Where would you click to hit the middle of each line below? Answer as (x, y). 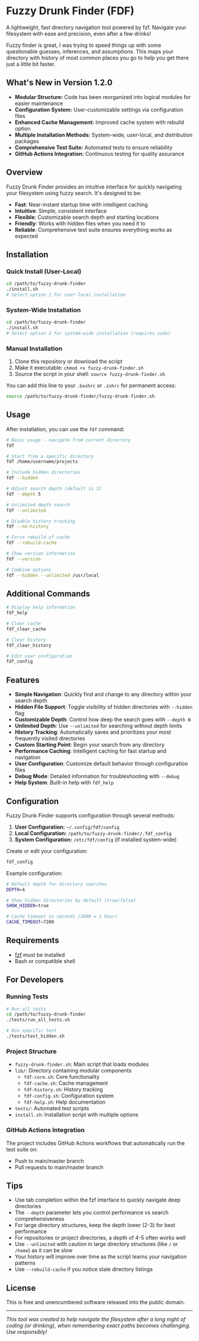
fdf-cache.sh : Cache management (66, 1083)
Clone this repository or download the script (68, 361)
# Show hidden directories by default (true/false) (71, 900)
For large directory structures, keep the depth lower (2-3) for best (95, 1225)
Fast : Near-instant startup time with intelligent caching (81, 204)
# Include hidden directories (44, 473)
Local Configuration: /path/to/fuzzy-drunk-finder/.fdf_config (93, 833)
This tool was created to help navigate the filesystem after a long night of (96, 1319)
